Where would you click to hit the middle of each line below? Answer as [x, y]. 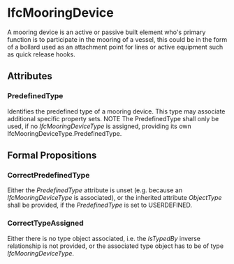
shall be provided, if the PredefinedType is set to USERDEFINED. [100, 205]
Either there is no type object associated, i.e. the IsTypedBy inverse [104, 238]
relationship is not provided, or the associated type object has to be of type [116, 246]
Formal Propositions [52, 156]
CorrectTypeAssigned [45, 223]
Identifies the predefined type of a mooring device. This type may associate [116, 111]
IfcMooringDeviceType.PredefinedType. [65, 133]
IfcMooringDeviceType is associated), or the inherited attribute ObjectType [115, 198]
